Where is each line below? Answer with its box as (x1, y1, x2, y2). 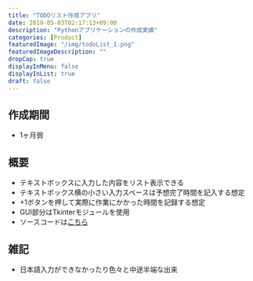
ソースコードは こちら (19, 217, 89, 227)
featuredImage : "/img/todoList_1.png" (8, 41, 135, 49)
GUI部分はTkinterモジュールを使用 (19, 207, 130, 217)
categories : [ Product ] (8, 33, 82, 42)
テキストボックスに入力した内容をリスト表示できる (19, 178, 184, 188)
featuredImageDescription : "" (8, 48, 107, 56)
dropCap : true (8, 56, 55, 64)
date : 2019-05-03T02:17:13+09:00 (8, 19, 117, 27)
